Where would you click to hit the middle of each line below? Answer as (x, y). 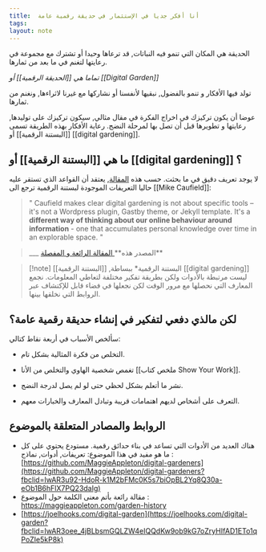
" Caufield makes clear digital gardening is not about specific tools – (141, 203)
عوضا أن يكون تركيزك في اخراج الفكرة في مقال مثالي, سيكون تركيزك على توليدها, (132, 117)
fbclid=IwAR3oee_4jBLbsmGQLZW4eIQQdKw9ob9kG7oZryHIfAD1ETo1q (139, 530)
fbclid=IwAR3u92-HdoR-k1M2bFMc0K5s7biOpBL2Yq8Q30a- (121, 480)
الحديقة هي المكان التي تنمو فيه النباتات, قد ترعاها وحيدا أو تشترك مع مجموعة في (130, 54)
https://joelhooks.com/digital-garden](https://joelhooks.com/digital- (135, 513)
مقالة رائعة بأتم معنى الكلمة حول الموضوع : (85, 497)
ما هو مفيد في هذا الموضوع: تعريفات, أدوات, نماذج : (97, 454)
